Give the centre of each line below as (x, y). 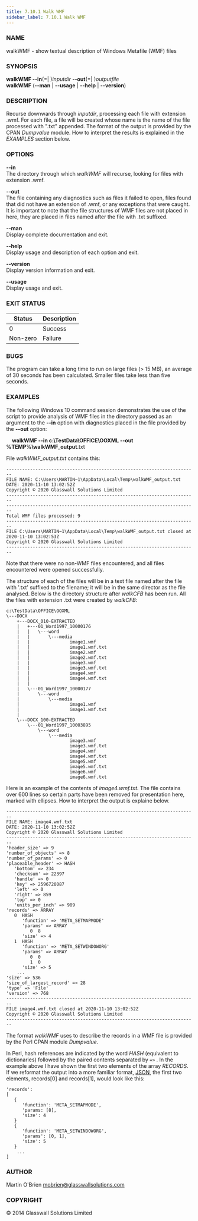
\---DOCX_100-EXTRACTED (46, 720)
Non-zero (23, 338)
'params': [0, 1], (44, 1136)
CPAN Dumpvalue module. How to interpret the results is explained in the (95, 133)
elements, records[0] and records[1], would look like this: (75, 1079)
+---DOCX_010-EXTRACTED (46, 621)
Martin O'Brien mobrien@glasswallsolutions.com (66, 1184)
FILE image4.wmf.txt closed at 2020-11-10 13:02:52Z (72, 1009)
